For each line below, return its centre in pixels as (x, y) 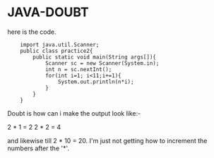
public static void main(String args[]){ (95, 57)
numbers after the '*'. (38, 148)
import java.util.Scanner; (60, 44)
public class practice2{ (57, 51)
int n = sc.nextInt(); (78, 69)
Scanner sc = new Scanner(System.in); (102, 63)
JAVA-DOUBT (48, 12)
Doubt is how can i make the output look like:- (74, 113)
